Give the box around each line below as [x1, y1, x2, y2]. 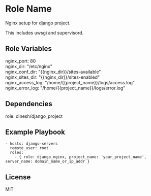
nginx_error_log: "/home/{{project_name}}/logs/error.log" [5, 85, 126, 91]
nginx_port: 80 [5, 58, 36, 64]
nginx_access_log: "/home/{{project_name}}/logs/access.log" [5, 79, 135, 85]
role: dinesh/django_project [5, 113, 63, 119]
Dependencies [5, 100, 52, 108]
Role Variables [5, 44, 52, 53]
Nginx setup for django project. [5, 20, 71, 26]
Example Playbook [5, 127, 65, 136]
